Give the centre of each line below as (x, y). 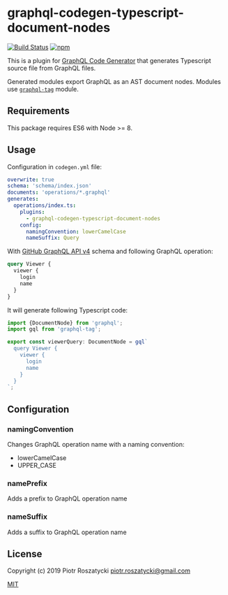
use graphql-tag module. (43, 89)
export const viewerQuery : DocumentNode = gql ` (78, 342)
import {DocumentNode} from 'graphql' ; (65, 323)
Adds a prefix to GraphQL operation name (67, 499)
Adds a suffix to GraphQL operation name (67, 532)
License (25, 554)
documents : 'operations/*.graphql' (59, 193)
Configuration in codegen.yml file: (55, 166)
